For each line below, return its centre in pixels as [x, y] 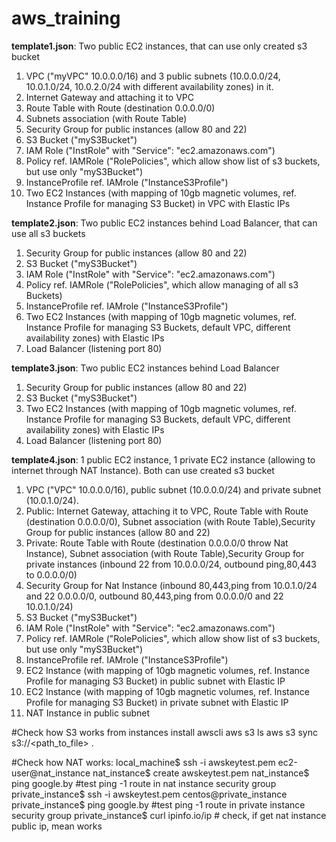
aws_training [66, 18]
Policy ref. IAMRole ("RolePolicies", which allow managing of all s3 [162, 284]
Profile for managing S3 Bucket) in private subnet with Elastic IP [157, 702]
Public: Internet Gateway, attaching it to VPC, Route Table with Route [167, 511]
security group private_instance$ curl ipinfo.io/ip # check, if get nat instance [169, 815]
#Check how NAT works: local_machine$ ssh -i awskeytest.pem [143, 762]
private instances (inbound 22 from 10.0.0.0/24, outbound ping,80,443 [171, 564]
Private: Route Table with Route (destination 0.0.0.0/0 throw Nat [157, 543]
